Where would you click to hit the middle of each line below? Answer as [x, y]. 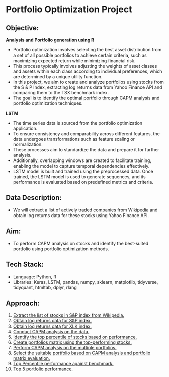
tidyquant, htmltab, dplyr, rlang [45, 287]
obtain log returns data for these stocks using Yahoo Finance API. [81, 215]
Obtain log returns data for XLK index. [52, 326]
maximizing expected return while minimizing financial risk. [74, 61]
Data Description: [34, 198]
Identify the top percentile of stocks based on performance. [75, 337]
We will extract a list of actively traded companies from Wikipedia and [85, 210]
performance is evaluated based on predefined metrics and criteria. [83, 182]
